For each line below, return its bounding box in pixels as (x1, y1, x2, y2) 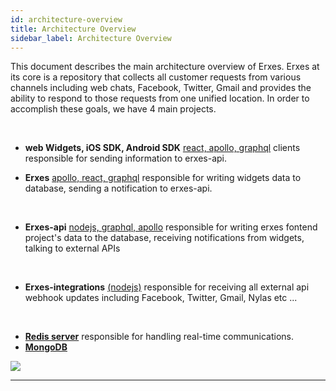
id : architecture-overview (10, 14, 123, 25)
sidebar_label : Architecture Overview (10, 33, 172, 43)
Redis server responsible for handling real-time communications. (24, 331, 295, 343)
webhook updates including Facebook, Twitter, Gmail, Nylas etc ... (24, 292, 298, 304)
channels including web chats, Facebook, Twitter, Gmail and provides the (10, 82, 312, 94)
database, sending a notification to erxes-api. (24, 182, 213, 195)
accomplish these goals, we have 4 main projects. (10, 103, 217, 115)
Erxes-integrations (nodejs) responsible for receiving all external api (24, 281, 310, 293)
